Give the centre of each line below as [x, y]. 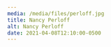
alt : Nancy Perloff [36, 26]
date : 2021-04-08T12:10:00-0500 [54, 33]
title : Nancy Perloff [39, 20]
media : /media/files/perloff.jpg [56, 13]
